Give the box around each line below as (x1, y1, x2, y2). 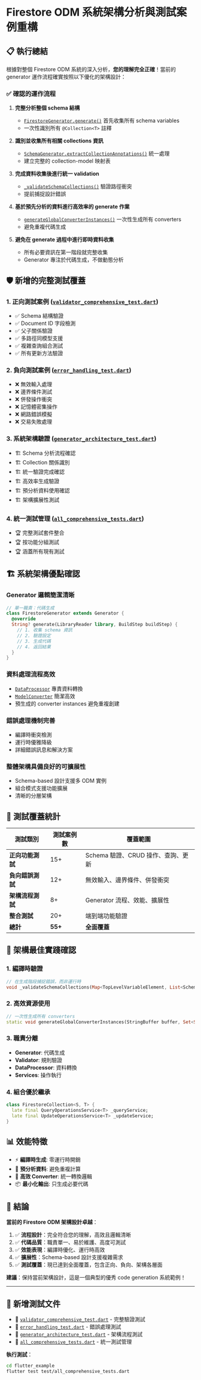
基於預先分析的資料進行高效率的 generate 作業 (14, 203, 130, 210)
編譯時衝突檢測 (14, 731, 52, 738)
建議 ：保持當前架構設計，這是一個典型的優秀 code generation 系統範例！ (6, 1274, 186, 1281)
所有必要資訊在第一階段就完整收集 (23, 249, 108, 256)
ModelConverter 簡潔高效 (14, 692, 75, 700)
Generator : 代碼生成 (14, 1048, 65, 1056)
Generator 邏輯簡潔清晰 (6, 591, 75, 599)
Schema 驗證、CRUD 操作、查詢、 (85, 851, 183, 859)
